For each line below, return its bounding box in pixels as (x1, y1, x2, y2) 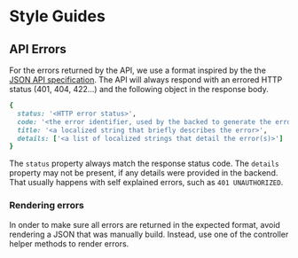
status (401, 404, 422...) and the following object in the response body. (9, 84, 269, 94)
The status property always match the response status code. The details (9, 158, 279, 169)
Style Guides (9, 6, 106, 27)
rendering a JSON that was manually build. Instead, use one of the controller (9, 229, 289, 239)
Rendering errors (9, 199, 84, 212)
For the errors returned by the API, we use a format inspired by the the (9, 65, 266, 75)
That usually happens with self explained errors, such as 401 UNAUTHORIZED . (9, 177, 284, 188)
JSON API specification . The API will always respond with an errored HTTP (9, 74, 283, 85)
